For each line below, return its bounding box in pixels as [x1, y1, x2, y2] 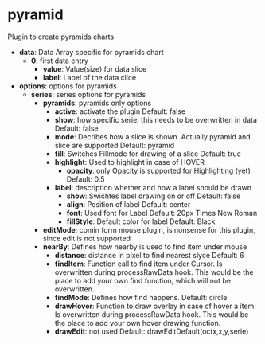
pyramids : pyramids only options [42, 98, 152, 107]
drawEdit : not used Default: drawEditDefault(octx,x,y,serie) [54, 326, 249, 336]
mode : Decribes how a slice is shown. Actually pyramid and [54, 131, 251, 141]
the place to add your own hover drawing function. [54, 318, 221, 327]
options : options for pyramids [18, 81, 117, 91]
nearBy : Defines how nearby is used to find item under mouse [42, 241, 247, 252]
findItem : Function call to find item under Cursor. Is [54, 259, 223, 268]
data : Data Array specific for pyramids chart [18, 47, 164, 57]
